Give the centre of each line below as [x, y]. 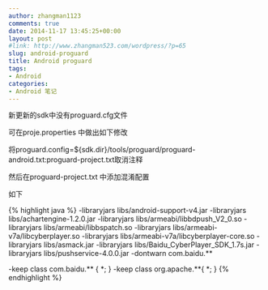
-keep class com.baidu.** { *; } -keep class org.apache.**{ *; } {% [119, 269]
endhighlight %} [35, 278]
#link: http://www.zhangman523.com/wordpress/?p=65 [97, 46]
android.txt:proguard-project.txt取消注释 [76, 160]
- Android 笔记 [33, 91]
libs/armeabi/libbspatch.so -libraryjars [107, 228]
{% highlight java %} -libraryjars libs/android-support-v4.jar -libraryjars [128, 211]
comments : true [34, 23]
